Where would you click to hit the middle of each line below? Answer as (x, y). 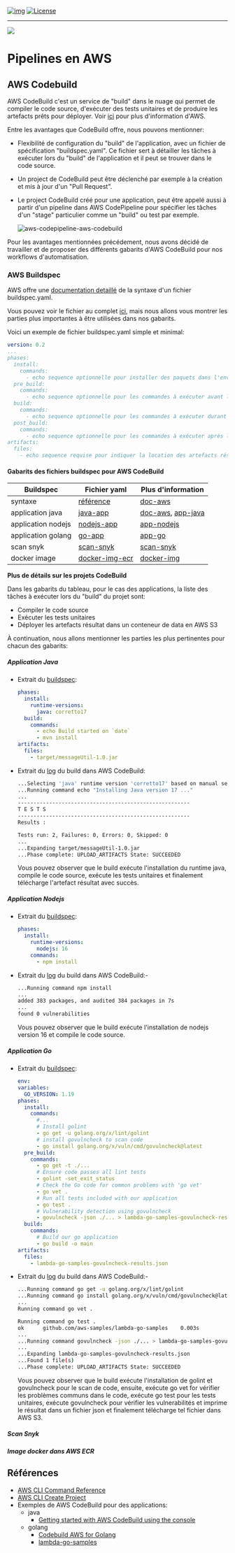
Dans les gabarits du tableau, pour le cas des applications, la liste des (108, 589)
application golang (41, 536)
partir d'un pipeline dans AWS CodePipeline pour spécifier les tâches (117, 207)
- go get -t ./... (63, 1166)
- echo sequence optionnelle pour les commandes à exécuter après (124, 436)
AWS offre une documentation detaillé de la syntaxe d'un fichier (99, 290)
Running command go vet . (55, 1309)
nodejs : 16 (52, 949)
